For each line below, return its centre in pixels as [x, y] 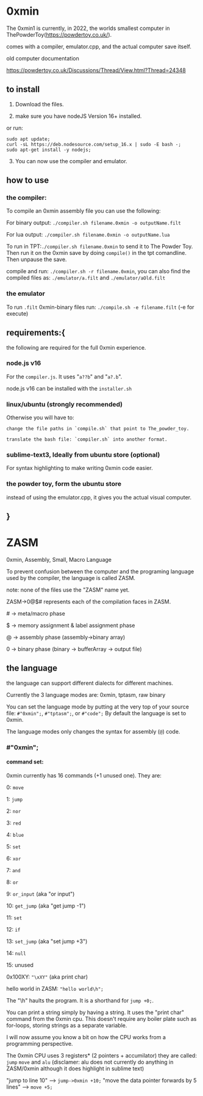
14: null [16, 953]
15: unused [20, 965]
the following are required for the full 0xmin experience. [76, 347]
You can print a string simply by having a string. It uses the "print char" [95, 1012]
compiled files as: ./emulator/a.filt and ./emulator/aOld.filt [86, 278]
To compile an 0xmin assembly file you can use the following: [84, 211]
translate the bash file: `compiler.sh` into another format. [87, 440]
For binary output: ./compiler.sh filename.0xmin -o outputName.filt [94, 223]
